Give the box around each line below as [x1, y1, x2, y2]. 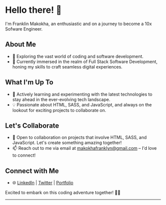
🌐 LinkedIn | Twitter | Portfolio [12, 180, 74, 186]
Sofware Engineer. [5, 26, 43, 32]
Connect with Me [5, 167, 59, 175]
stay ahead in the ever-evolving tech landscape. [12, 96, 110, 102]
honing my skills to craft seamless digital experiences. [12, 64, 123, 69]
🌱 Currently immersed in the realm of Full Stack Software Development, [12, 59, 158, 65]
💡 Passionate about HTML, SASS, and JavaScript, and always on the [12, 102, 152, 107]
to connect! [12, 152, 36, 158]
